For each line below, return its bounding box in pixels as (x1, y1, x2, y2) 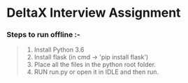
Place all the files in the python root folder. (34, 61, 157, 69)
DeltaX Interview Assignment (6, 5, 181, 21)
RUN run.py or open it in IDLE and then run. (34, 68, 159, 76)
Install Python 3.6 (34, 45, 85, 54)
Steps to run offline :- (6, 30, 81, 40)
